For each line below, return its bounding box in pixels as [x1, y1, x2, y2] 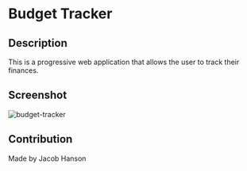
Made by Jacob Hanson [8, 154, 87, 163]
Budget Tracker [8, 5, 113, 23]
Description [8, 36, 68, 50]
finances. [8, 66, 39, 75]
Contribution [8, 132, 73, 146]
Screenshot [8, 89, 68, 102]
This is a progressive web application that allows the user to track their [8, 57, 240, 66]
